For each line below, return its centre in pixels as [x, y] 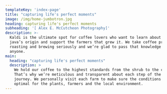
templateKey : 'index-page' [33, 10]
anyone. [18, 51]
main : [11, 56]
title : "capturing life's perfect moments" [51, 14]
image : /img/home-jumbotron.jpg [39, 19]
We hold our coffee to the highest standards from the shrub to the [86, 70]
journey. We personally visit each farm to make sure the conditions [88, 79]
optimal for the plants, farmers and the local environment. [79, 84]
